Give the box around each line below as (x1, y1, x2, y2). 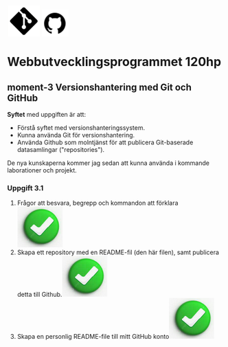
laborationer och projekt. (7, 166, 77, 174)
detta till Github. (16, 291, 62, 299)
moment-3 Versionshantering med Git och (7, 81, 192, 93)
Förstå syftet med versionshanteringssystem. (16, 124, 146, 132)
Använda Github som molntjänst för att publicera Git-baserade (16, 138, 194, 146)
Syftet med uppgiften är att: (7, 111, 87, 118)
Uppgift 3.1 (7, 183, 44, 192)
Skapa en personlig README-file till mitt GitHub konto (16, 333, 170, 341)
